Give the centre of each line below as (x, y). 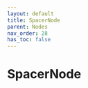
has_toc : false (29, 40)
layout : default (30, 14)
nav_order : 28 (28, 33)
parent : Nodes (28, 27)
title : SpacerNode (34, 20)
